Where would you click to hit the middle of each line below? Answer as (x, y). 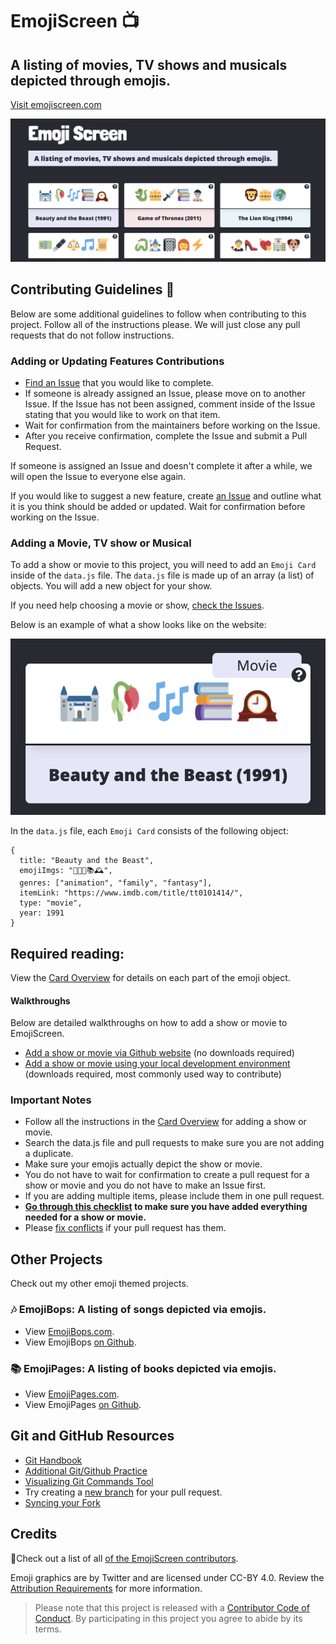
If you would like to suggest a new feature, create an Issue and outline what (166, 495)
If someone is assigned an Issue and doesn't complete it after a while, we (161, 465)
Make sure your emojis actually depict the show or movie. (143, 1164)
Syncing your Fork (62, 1502)
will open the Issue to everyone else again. (98, 476)
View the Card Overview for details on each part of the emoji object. (150, 977)
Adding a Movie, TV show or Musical (101, 543)
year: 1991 (42, 913)
